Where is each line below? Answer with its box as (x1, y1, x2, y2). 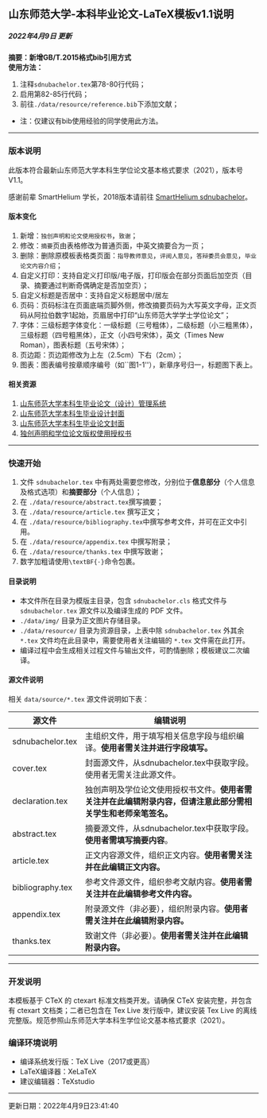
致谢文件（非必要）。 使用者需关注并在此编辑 (84, 930, 249, 941)
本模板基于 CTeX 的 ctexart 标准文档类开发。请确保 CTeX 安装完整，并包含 (8, 996, 253, 1005)
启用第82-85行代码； (19, 90, 90, 99)
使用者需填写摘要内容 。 (84, 834, 173, 845)
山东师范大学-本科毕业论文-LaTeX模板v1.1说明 (8, 7, 234, 21)
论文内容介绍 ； (19, 261, 64, 270)
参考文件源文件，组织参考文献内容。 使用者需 (84, 876, 253, 888)
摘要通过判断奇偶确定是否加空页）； (33, 280, 149, 290)
